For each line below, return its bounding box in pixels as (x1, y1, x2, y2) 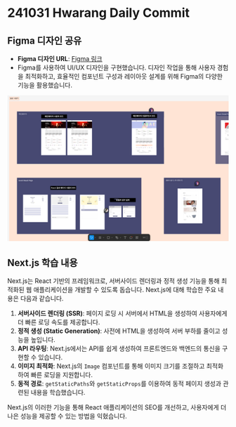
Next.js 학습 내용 (7, 256, 78, 268)
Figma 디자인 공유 (7, 34, 82, 46)
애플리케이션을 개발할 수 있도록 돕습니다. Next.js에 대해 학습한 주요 (33, 286, 216, 294)
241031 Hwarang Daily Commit (7, 5, 190, 21)
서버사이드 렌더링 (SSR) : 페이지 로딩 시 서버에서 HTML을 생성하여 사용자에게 (17, 309, 228, 317)
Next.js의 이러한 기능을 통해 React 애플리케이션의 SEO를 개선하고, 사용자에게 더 (7, 403, 227, 412)
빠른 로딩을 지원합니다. (30, 371, 93, 379)
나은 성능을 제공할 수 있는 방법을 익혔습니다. (7, 412, 128, 421)
